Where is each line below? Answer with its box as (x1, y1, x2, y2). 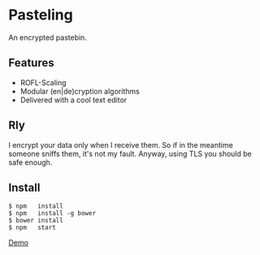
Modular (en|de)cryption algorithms (19, 86, 140, 96)
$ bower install (8, 217, 63, 225)
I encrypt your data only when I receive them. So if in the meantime (8, 140, 233, 149)
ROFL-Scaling (19, 77, 67, 87)
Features (8, 56, 54, 70)
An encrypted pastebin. (8, 32, 88, 42)
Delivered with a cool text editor (19, 95, 128, 105)
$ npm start (8, 223, 57, 232)
